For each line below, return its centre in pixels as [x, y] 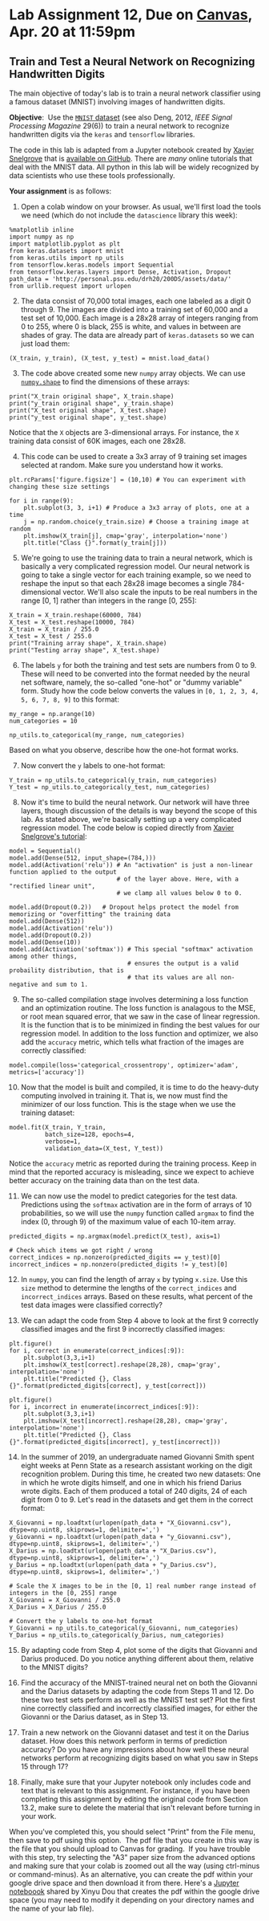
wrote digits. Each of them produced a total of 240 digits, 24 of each [134, 1491]
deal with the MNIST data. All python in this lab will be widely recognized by [134, 167]
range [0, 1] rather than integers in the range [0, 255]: [108, 600]
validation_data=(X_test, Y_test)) [104, 1149]
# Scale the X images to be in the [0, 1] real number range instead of [133, 1586]
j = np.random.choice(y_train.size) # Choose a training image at [137, 522]
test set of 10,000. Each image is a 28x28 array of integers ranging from [139, 318]
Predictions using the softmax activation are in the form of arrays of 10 [136, 1205]
